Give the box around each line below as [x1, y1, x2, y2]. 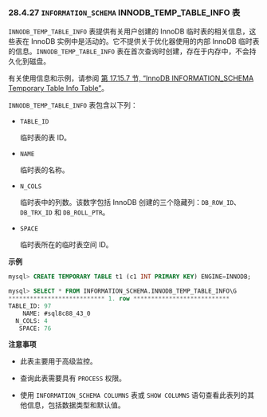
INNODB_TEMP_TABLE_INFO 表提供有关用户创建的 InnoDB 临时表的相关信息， [8, 26, 249, 37]
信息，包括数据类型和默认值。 [26, 400, 125, 410]
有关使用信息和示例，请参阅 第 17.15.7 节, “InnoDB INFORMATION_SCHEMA [8, 73, 254, 83]
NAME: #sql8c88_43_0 [22, 309, 91, 317]
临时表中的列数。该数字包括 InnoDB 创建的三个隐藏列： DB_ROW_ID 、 [19, 198, 241, 207]
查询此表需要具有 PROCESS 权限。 [19, 373, 126, 384]
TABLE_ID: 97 [8, 301, 52, 310]
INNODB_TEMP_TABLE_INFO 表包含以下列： [8, 100, 138, 110]
